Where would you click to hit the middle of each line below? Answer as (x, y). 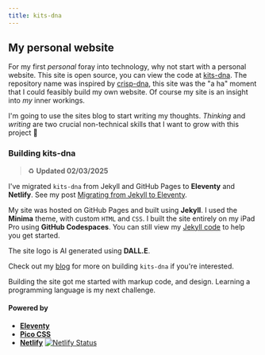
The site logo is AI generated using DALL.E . (79, 250)
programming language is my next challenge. (82, 290)
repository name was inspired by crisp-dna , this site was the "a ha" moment (132, 83)
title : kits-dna (35, 15)
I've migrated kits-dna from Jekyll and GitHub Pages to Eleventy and (122, 186)
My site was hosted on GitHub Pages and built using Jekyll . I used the (123, 210)
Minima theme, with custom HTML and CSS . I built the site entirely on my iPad (132, 218)
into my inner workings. (47, 101)
